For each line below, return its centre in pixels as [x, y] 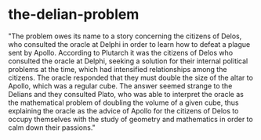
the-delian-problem [74, 14]
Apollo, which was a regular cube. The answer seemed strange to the [120, 86]
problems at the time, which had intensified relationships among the [118, 69]
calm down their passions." [52, 127]
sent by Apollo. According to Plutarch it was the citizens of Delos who [121, 52]
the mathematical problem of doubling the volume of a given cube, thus [123, 102]
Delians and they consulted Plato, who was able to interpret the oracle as [126, 94]
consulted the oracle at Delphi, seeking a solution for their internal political [128, 61]
